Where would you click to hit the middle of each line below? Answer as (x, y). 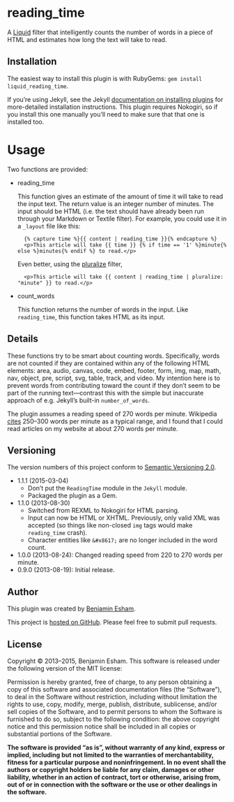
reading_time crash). (57, 533)
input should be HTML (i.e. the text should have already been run (110, 211)
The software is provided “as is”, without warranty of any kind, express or (116, 747)
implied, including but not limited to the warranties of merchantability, (110, 754)
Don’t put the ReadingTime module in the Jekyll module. (108, 488)
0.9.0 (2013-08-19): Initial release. (66, 570)
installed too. (26, 122)
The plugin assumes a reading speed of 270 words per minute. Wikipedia (112, 414)
